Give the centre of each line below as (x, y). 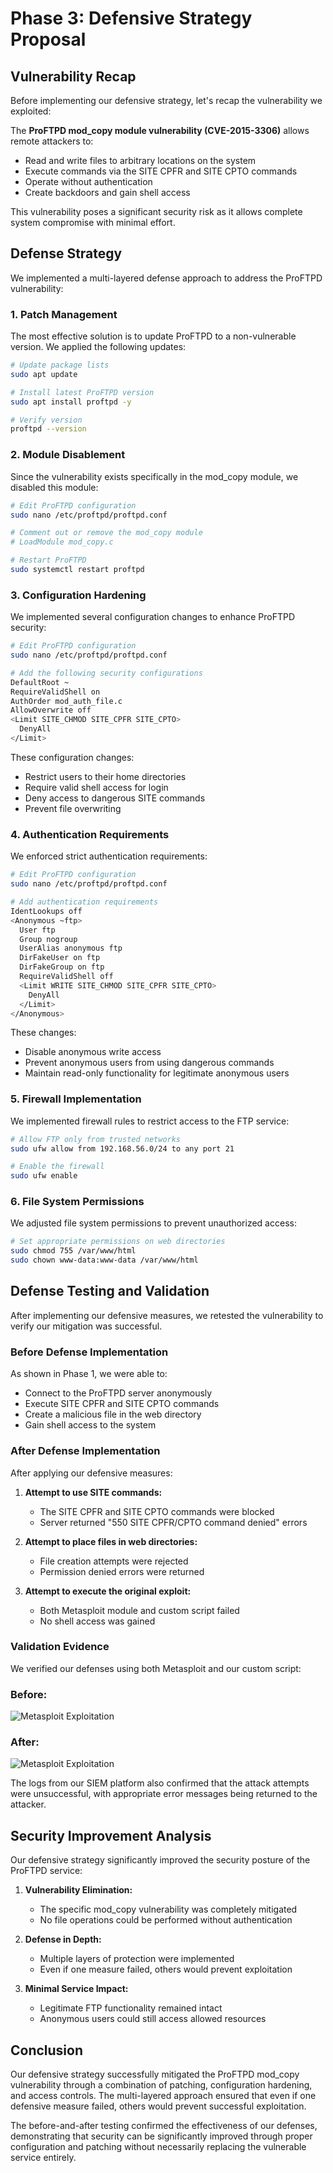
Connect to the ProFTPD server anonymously (118, 1393)
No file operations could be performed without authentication (166, 1920)
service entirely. (43, 2158)
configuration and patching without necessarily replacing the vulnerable (158, 2147)
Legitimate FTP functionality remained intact (131, 2008)
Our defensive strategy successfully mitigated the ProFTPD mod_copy (155, 2074)
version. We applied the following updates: (98, 347)
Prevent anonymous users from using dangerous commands (149, 1063)
